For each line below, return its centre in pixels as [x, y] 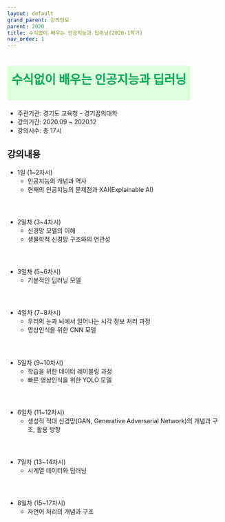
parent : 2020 [26, 26]
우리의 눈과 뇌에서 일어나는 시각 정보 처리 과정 [89, 321]
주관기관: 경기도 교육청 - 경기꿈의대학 [67, 113]
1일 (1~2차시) [35, 172]
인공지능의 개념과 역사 [57, 181]
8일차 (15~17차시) [41, 503]
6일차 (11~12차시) [41, 412]
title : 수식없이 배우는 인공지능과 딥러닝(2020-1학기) [75, 33]
